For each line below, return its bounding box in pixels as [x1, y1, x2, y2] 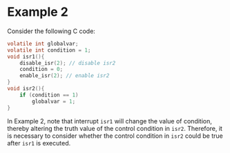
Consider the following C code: [7, 27, 95, 35]
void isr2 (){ [7, 85, 45, 92]
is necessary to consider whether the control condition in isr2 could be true [7, 132, 223, 140]
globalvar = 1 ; [32, 98, 76, 105]
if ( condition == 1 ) [19, 91, 79, 99]
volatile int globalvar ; [7, 40, 79, 47]
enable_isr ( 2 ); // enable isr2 [19, 72, 110, 79]
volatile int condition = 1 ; [7, 46, 91, 54]
